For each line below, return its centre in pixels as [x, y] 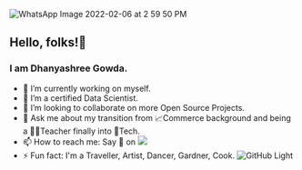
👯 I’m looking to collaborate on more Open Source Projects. [134, 107]
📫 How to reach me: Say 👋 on [79, 142]
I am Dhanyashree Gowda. [69, 68]
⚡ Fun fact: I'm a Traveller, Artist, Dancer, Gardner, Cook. [128, 155]
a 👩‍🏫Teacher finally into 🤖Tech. [81, 131]
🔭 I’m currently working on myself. [87, 88]
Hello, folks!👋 [48, 42]
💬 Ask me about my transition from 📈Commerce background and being [156, 117]
